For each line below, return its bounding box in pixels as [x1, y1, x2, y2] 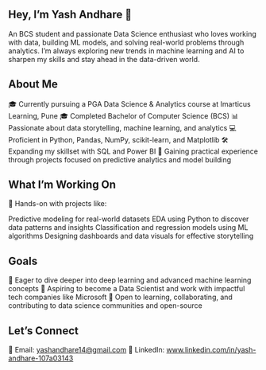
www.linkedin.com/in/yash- [166, 345, 256, 355]
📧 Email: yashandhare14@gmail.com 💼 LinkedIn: [8, 345, 165, 355]
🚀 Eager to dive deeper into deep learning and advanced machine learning [8, 275, 252, 285]
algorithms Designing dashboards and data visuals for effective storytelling [8, 232, 254, 241]
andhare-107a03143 [8, 353, 74, 363]
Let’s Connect [8, 324, 79, 337]
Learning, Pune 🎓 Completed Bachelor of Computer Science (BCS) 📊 [8, 111, 239, 120]
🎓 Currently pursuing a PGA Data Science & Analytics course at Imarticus [8, 99, 252, 108]
